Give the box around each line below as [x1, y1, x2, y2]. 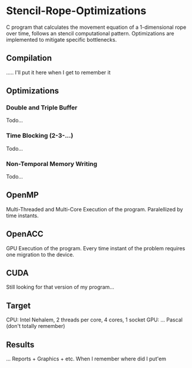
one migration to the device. [6, 251, 75, 258]
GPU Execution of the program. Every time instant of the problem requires [6, 244, 186, 251]
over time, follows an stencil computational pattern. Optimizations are [6, 29, 175, 37]
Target [6, 300, 31, 310]
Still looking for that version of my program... [6, 284, 115, 291]
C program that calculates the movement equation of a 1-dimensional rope [6, 24, 187, 31]
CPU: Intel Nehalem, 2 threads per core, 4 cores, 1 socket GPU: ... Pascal [6, 316, 183, 323]
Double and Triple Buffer [6, 104, 78, 112]
